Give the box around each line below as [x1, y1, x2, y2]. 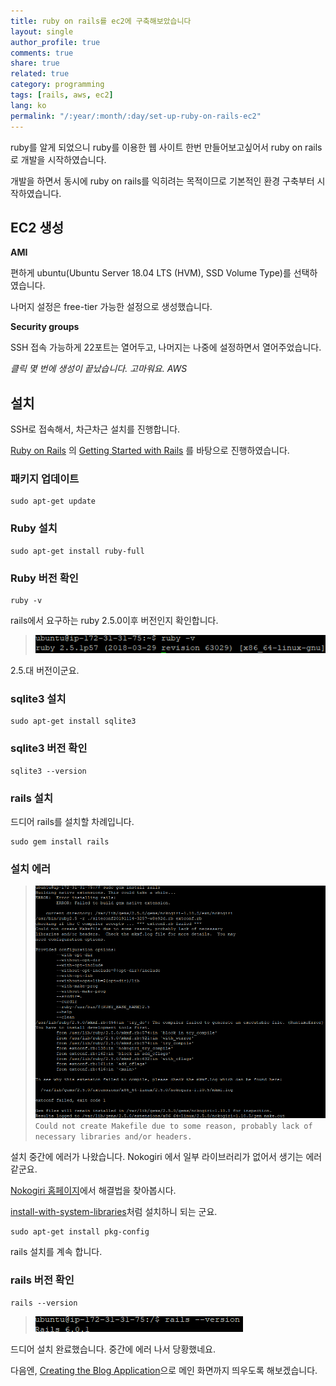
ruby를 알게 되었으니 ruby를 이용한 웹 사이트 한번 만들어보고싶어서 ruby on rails [10, 141, 323, 153]
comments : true [10, 48, 74, 58]
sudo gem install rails [10, 836, 110, 847]
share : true [10, 58, 60, 69]
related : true [10, 69, 70, 79]
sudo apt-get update [10, 496, 97, 507]
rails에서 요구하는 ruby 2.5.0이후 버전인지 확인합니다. [10, 615, 219, 627]
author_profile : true [10, 37, 101, 47]
